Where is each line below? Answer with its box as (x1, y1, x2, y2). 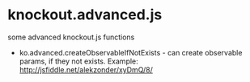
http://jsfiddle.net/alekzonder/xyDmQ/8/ (19, 64, 153, 74)
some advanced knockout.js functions (7, 32, 135, 42)
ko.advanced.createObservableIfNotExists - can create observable (19, 47, 243, 57)
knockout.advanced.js (7, 6, 163, 24)
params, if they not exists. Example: (19, 56, 138, 66)
